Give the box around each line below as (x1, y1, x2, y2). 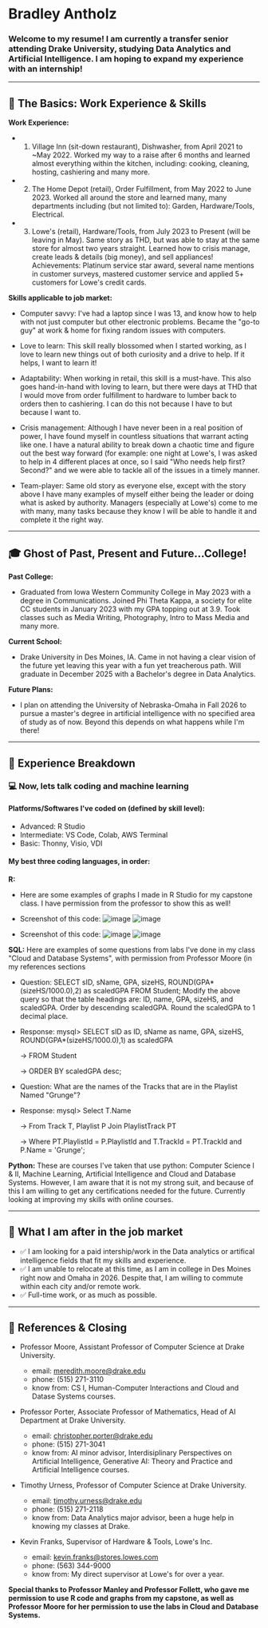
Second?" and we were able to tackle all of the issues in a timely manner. (19, 465, 260, 476)
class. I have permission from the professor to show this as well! (19, 898, 231, 908)
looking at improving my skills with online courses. (8, 1194, 174, 1204)
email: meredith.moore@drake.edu (31, 1366, 146, 1375)
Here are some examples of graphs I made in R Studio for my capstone (19, 890, 253, 899)
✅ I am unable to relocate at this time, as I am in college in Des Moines (19, 1264, 251, 1273)
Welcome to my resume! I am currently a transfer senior (8, 34, 229, 45)
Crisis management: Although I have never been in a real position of (19, 423, 243, 432)
